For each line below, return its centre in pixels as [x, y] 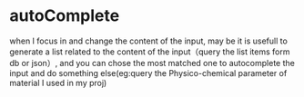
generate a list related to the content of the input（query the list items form [150, 52]
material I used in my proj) [58, 82]
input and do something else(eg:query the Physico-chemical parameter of [148, 73]
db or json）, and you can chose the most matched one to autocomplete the [152, 63]
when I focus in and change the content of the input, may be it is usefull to [149, 41]
